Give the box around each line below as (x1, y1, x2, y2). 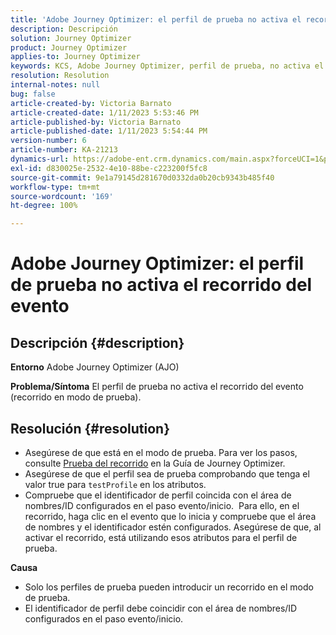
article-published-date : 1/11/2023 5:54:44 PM (10, 126, 208, 136)
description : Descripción (10, 24, 118, 34)
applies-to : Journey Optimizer (10, 52, 141, 62)
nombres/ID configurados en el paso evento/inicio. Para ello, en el (24, 499, 300, 511)
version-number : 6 (10, 136, 87, 146)
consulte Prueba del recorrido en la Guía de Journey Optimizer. (24, 457, 286, 469)
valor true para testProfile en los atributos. (24, 478, 207, 490)
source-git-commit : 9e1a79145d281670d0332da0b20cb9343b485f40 (10, 172, 275, 183)
